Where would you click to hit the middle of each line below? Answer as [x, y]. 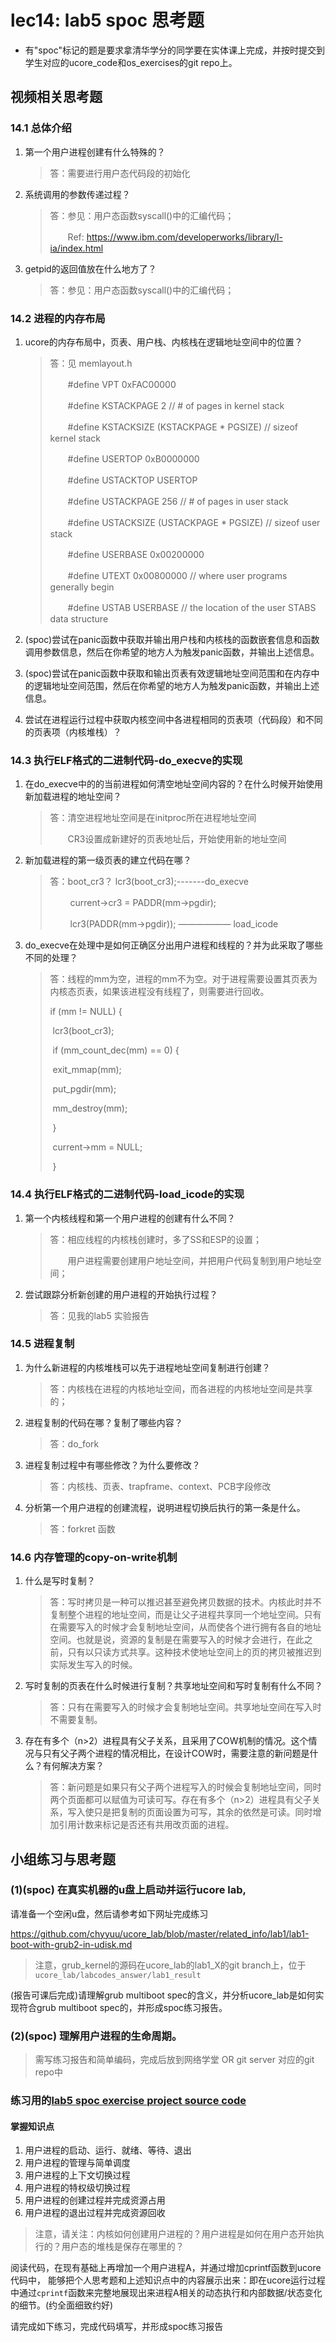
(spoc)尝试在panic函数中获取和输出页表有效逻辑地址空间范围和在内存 [168, 673]
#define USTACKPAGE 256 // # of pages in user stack [178, 501]
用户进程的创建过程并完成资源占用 [95, 2200]
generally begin [82, 587]
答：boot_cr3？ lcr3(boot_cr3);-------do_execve [149, 882]
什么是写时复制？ [60, 1581]
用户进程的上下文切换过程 [77, 2175]
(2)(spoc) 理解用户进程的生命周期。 [96, 2036]
